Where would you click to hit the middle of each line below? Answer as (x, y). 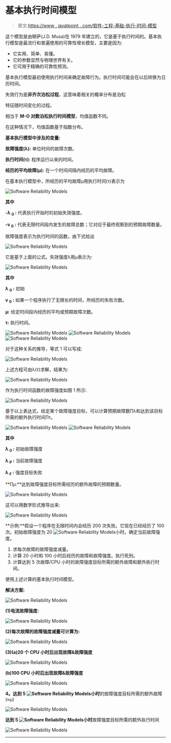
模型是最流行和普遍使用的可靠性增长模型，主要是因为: (66, 43)
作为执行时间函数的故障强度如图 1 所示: (46, 390)
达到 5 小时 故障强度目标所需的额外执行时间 (82, 720)
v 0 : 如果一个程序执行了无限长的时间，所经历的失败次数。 (66, 301)
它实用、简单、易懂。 (35, 54)
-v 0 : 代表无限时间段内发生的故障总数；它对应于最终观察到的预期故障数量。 (85, 225)
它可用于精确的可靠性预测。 (42, 66)
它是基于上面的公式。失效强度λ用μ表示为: (49, 257)
